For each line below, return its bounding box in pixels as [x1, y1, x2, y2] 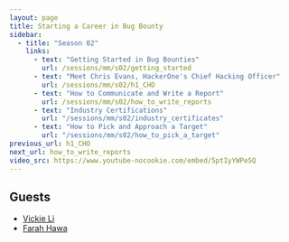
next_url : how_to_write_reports [9, 147, 131, 156]
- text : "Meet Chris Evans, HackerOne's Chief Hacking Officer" [33, 72, 281, 81]
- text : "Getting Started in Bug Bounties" [33, 55, 200, 64]
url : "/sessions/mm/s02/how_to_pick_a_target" [42, 131, 220, 140]
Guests [9, 189, 51, 204]
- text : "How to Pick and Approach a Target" [33, 123, 208, 132]
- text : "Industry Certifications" [33, 106, 168, 115]
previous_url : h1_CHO [9, 139, 91, 148]
